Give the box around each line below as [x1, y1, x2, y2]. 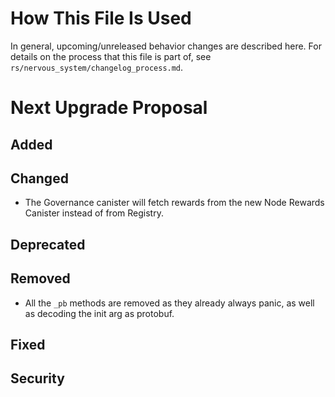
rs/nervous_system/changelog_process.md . [10, 61, 184, 73]
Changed [10, 170, 69, 187]
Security [10, 370, 65, 387]
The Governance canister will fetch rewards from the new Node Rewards [24, 197, 325, 209]
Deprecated [10, 236, 86, 253]
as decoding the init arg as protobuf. [24, 307, 175, 319]
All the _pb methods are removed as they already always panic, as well [24, 297, 315, 309]
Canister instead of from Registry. [24, 207, 164, 219]
